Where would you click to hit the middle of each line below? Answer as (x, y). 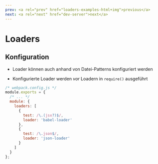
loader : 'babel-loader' (48, 120)
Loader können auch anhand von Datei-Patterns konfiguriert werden (82, 69)
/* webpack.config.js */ (31, 88)
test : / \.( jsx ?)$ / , (43, 115)
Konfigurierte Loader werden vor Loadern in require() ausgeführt (80, 79)
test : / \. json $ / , (41, 134)
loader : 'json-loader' (47, 138)
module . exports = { (25, 92)
